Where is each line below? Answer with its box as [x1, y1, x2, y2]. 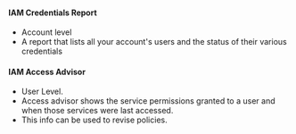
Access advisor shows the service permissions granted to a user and [21, 96, 275, 106]
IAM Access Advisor [8, 66, 86, 77]
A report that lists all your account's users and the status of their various [21, 37, 287, 47]
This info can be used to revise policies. [21, 114, 168, 125]
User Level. [21, 86, 63, 97]
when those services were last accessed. [21, 105, 174, 116]
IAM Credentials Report [8, 7, 97, 18]
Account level [21, 27, 72, 38]
